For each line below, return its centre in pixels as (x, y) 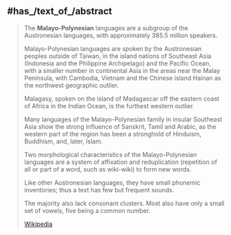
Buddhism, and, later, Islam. (63, 141)
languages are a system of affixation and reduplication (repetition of (120, 162)
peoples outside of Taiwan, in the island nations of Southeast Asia (118, 56)
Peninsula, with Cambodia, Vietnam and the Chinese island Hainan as (123, 78)
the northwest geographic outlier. (71, 85)
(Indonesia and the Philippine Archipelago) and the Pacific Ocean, (118, 63)
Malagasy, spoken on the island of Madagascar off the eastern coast (121, 99)
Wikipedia (38, 224)
